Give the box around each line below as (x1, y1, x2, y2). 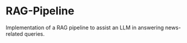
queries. (24, 30, 45, 37)
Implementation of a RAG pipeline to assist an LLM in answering (5, 24, 164, 31)
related (5, 30, 24, 37)
